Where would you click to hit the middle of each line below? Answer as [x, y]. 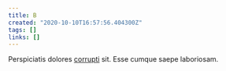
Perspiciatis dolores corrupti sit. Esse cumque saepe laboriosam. [113, 59]
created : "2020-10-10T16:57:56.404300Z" [76, 23]
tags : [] [22, 30]
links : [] [24, 37]
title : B [22, 15]
